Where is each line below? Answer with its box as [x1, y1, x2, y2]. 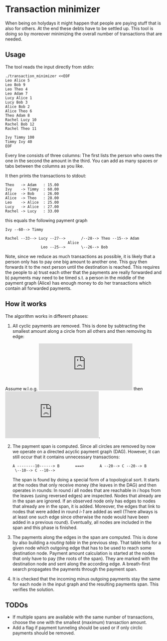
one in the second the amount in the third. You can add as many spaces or [5, 158, 158, 164]
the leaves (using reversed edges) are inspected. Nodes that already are [12, 492, 162, 498]
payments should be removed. [12, 630, 75, 636]
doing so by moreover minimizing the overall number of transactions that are [5, 31, 163, 37]
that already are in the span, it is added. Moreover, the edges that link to [12, 503, 161, 509]
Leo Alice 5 [5, 78, 30, 83]
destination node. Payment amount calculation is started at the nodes [12, 550, 156, 556]
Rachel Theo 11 [5, 126, 37, 131]
